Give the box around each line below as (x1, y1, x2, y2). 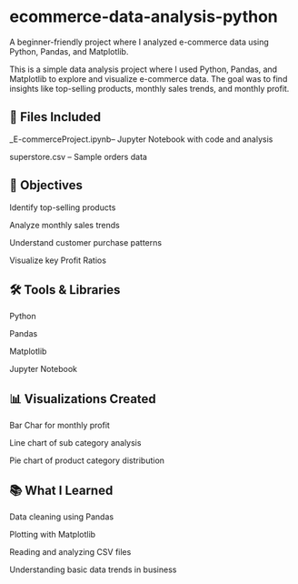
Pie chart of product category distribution (9, 455, 165, 466)
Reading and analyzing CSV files (9, 547, 132, 557)
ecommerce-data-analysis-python (9, 6, 279, 27)
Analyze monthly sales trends (9, 219, 120, 230)
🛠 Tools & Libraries (9, 282, 121, 297)
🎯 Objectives (9, 177, 84, 193)
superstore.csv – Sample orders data (9, 151, 148, 162)
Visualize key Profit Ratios (9, 255, 107, 266)
